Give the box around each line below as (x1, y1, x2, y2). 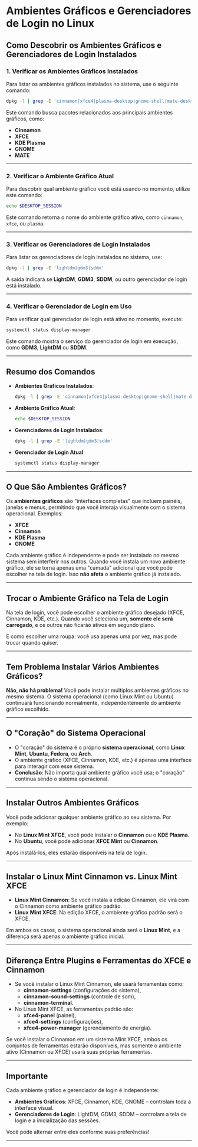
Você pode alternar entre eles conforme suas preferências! (6, 1129, 150, 1136)
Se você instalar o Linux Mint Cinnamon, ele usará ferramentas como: (14, 981, 184, 988)
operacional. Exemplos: (6, 510, 63, 517)
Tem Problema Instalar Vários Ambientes (6, 662, 160, 672)
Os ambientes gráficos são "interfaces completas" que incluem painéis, (6, 498, 182, 505)
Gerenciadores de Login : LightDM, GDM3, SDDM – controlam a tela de (14, 1111, 187, 1118)
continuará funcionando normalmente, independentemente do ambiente (6, 700, 181, 707)
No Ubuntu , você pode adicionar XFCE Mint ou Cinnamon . (14, 837, 159, 845)
